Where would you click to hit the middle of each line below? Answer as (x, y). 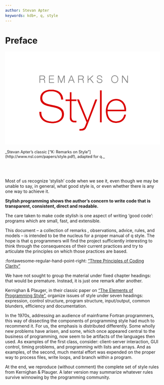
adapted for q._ (91, 157)
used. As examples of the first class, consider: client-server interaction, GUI (82, 341)
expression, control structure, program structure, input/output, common (78, 300)
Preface (21, 41)
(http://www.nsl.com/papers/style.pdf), (41, 157)
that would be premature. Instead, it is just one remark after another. (74, 281)
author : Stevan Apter (27, 10)
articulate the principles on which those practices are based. (66, 251)
